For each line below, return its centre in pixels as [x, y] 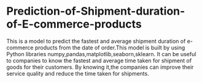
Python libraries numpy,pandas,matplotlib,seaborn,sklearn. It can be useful [101, 54]
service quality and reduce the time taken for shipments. [78, 73]
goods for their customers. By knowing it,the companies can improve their [100, 67]
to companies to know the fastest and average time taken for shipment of [99, 60]
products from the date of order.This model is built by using [110, 48]
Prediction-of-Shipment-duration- [96, 11]
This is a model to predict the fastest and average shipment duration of [96, 41]
